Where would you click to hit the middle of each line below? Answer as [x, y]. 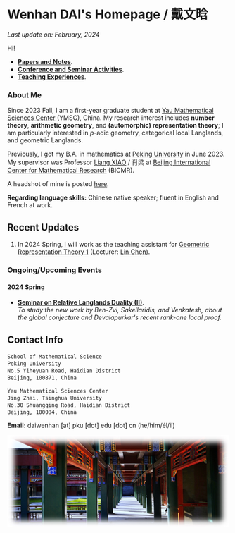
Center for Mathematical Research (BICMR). [71, 171]
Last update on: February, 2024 [53, 34]
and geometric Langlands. [45, 140]
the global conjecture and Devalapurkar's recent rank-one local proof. [119, 317]
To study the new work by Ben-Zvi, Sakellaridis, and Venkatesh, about [120, 310]
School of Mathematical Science [55, 357]
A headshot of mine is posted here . [58, 184]
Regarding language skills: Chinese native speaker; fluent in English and [113, 197]
